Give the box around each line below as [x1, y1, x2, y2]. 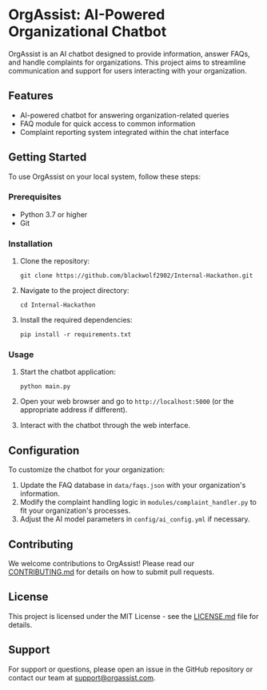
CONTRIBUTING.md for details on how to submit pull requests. [8, 567, 214, 577]
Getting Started [8, 150, 87, 165]
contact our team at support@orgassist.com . [8, 672, 156, 682]
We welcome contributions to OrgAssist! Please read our [8, 559, 195, 569]
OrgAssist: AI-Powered [8, 6, 165, 24]
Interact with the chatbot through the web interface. [19, 421, 190, 430]
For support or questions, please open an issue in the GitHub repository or [8, 664, 253, 674]
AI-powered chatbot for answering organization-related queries [19, 110, 229, 120]
